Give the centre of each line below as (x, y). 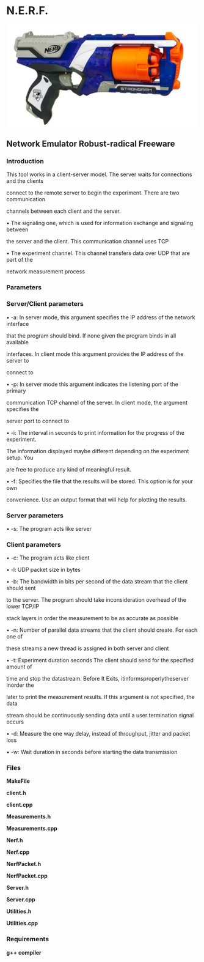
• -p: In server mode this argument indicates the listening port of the (92, 384)
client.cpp (20, 805)
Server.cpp (21, 900)
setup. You (20, 457)
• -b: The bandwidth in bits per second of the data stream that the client (97, 582)
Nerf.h (15, 840)
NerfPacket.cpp (27, 876)
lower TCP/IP (23, 607)
